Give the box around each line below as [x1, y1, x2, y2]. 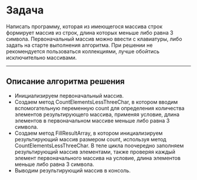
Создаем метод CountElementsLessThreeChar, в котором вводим [14, 98, 178, 106]
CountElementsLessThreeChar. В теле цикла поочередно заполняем [14, 142, 184, 149]
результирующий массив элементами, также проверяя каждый [14, 148, 176, 155]
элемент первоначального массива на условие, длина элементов [14, 154, 181, 161]
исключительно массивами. [6, 54, 77, 61]
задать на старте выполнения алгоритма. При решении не [6, 42, 153, 49]
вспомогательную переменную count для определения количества [14, 104, 185, 111]
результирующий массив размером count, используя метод [14, 135, 167, 142]
